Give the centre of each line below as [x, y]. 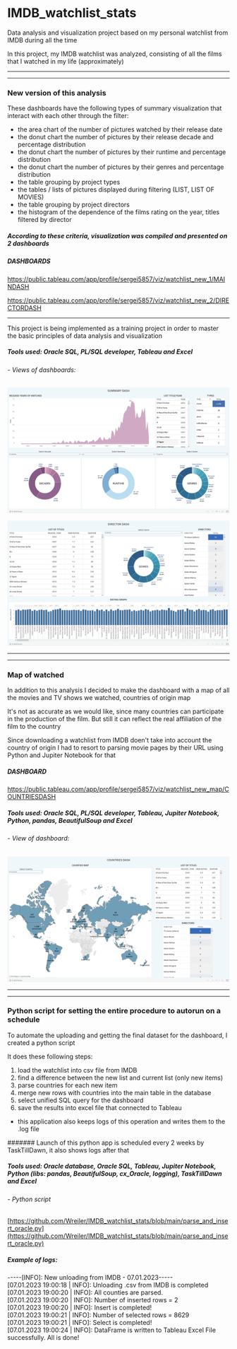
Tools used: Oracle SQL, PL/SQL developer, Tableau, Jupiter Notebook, [114, 813]
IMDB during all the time [42, 40]
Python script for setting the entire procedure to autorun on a [114, 1011]
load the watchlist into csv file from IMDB [77, 1070]
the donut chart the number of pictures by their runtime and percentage [122, 152]
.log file [29, 1128]
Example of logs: [32, 1259]
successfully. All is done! [43, 1338]
